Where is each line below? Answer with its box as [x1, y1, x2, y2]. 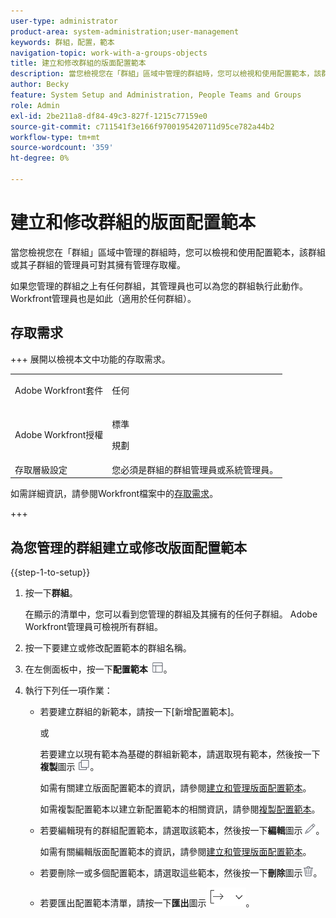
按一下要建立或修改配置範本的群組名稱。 [24, 642, 192, 654]
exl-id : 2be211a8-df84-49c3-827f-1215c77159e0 [10, 111, 208, 121]
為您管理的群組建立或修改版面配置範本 [10, 539, 247, 556]
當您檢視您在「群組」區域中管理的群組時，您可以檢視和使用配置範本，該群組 [10, 246, 326, 258]
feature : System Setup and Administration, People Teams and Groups [10, 90, 302, 100]
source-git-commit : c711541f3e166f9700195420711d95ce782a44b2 [10, 121, 275, 132]
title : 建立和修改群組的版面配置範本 [10, 58, 147, 69]
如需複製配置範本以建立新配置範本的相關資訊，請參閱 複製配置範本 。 [39, 803, 321, 815]
